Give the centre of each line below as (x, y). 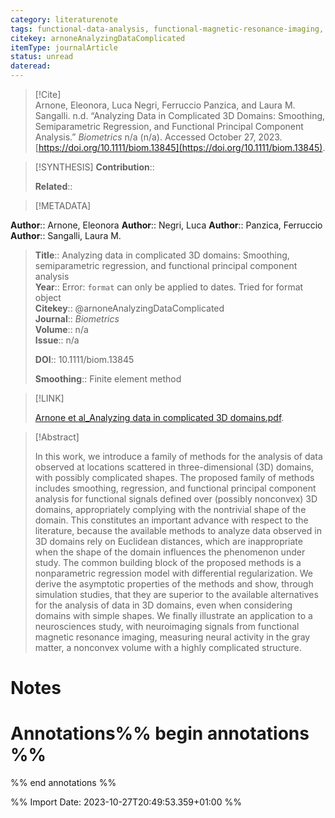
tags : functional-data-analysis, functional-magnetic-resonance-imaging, (167, 29)
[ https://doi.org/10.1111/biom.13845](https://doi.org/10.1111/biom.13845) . (180, 147)
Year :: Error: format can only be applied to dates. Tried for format (169, 287)
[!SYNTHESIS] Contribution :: (94, 167)
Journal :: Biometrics (77, 319)
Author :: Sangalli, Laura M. (66, 235)
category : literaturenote (64, 19)
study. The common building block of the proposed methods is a (168, 562)
